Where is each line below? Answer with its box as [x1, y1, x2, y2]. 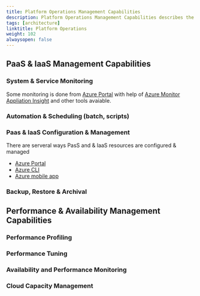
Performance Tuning [6, 250, 68, 258]
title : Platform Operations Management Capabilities [6, 8, 141, 15]
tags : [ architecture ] [6, 20, 60, 26]
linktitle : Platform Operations [6, 25, 87, 32]
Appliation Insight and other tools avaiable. [6, 97, 112, 104]
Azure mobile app [14, 172, 59, 180]
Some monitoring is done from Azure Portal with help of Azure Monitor [6, 91, 180, 98]
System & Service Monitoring [6, 77, 93, 85]
